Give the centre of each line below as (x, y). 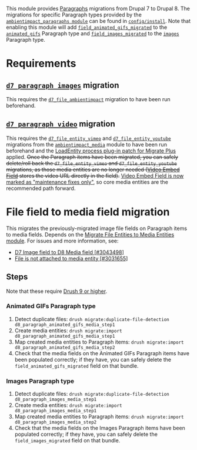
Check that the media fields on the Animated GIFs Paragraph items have (102, 353)
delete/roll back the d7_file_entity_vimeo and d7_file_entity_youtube (92, 163)
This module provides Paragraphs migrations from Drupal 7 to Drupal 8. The (98, 9)
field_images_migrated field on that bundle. (67, 441)
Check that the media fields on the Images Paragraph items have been (100, 428)
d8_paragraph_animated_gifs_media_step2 (65, 347)
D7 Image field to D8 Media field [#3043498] (69, 252)
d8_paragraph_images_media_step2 (56, 422)
